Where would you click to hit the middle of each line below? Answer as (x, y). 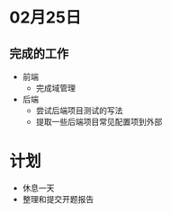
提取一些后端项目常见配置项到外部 (99, 122)
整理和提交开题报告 (58, 199)
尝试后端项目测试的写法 (79, 111)
